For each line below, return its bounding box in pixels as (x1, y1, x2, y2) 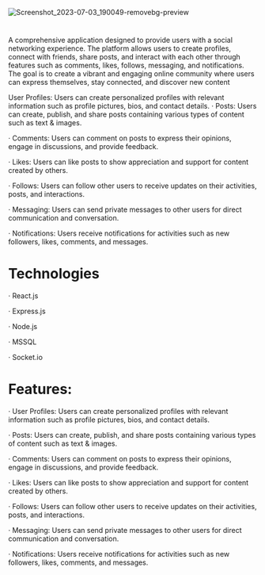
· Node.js (8, 322, 38, 332)
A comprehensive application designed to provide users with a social (8, 36, 233, 45)
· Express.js (8, 306, 46, 316)
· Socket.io (8, 353, 44, 362)
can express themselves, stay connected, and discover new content (8, 78, 231, 87)
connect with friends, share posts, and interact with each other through (8, 52, 241, 62)
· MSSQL (8, 337, 37, 347)
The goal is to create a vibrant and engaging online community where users (8, 69, 255, 79)
